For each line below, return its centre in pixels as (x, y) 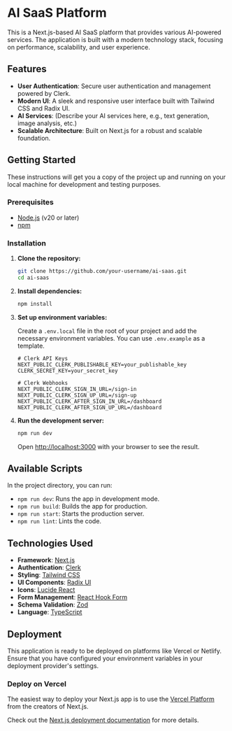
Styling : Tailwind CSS (49, 575)
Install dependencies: (50, 291)
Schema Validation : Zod (53, 605)
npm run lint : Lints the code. (59, 521)
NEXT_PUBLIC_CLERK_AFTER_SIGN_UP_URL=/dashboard (89, 407)
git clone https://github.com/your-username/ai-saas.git (102, 271)
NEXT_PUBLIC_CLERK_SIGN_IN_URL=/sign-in (77, 389)
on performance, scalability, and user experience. (79, 47)
